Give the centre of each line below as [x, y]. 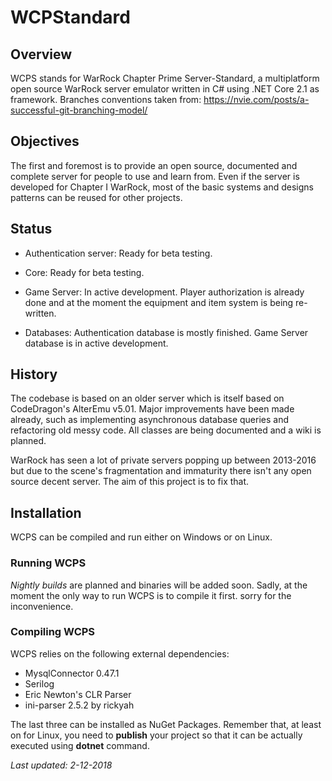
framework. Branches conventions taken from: [106, 99]
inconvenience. [42, 606]
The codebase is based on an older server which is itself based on [147, 398]
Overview [41, 54]
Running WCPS [48, 563]
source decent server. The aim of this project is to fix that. [130, 482]
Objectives [45, 141]
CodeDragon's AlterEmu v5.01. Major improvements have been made [152, 409]
